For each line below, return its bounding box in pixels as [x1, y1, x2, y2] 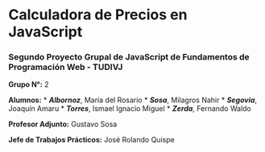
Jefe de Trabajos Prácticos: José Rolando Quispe [8, 135, 175, 145]
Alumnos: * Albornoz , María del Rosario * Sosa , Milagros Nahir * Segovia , [8, 95, 258, 105]
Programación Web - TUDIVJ [8, 62, 123, 73]
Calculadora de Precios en [8, 6, 188, 24]
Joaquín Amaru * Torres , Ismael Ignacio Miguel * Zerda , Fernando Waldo [8, 104, 252, 113]
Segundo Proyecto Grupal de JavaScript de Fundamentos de [8, 51, 250, 63]
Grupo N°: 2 [8, 80, 49, 89]
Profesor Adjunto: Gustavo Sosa [8, 119, 118, 129]
